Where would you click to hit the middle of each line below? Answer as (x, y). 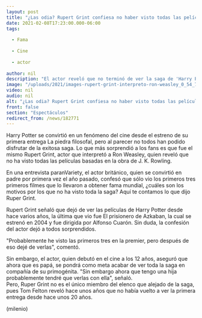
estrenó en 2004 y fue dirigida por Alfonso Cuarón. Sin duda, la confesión (98, 223)
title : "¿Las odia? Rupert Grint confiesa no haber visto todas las (94, 17)
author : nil (21, 73)
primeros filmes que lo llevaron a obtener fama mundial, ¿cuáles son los (95, 185)
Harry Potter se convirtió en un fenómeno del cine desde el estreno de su (97, 136)
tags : (13, 29)
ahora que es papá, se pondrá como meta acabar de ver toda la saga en (96, 265)
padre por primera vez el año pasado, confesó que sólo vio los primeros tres (101, 179)
